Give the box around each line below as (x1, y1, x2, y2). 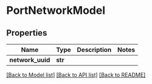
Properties (6, 28, 47, 38)
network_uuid (9, 56, 50, 64)
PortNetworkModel (6, 4, 106, 18)
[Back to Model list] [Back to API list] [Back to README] (6, 71, 146, 79)
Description (77, 46, 112, 54)
